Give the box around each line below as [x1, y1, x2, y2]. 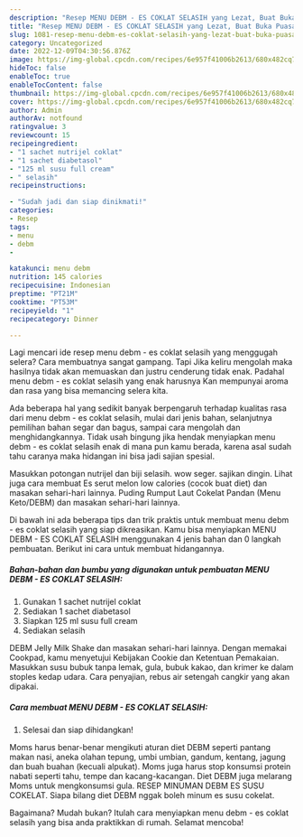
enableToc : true [9, 72, 70, 81]
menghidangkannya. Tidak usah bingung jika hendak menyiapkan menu [9, 432, 276, 442]
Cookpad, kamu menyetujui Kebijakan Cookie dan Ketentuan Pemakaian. [9, 652, 280, 664]
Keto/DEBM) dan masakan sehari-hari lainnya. [9, 498, 180, 508]
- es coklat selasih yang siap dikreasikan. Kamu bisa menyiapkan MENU [9, 525, 277, 535]
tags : [9, 222, 30, 231]
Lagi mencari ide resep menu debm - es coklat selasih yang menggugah [9, 347, 278, 358]
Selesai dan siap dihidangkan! [22, 724, 133, 736]
